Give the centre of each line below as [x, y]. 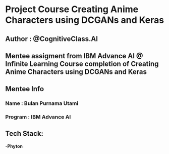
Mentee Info [25, 89]
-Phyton [14, 146]
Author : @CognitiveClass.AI [52, 39]
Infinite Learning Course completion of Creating [82, 64]
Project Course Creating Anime [72, 9]
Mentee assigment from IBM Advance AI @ [74, 56]
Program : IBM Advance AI [38, 117]
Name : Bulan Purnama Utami [42, 103]
